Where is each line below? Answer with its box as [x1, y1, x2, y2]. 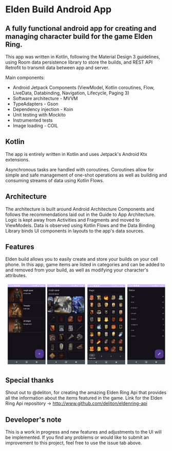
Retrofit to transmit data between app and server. [5, 65, 109, 70]
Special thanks [5, 376, 54, 384]
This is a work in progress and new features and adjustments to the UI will [5, 429, 162, 435]
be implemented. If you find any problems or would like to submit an [5, 435, 149, 441]
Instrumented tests [12, 117, 53, 123]
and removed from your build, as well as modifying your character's [5, 267, 149, 273]
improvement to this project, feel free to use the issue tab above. [5, 440, 142, 446]
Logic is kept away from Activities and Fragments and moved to [5, 217, 140, 223]
